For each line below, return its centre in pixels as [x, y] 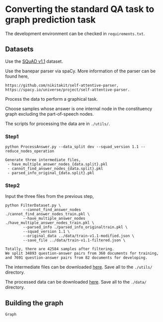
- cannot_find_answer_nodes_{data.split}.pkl [55, 169]
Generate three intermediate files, [43, 160]
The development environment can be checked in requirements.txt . [75, 33]
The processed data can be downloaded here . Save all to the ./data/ [76, 282]
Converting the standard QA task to [80, 9]
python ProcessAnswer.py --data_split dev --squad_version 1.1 [72, 147]
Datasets [19, 49]
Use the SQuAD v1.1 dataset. [34, 61]
